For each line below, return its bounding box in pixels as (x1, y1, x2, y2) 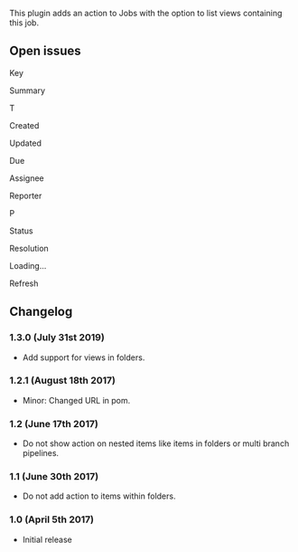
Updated (9, 138, 42, 148)
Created (9, 119, 40, 130)
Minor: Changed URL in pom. (22, 395, 131, 405)
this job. (9, 17, 39, 28)
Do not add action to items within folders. (22, 490, 176, 501)
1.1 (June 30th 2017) (9, 471, 99, 483)
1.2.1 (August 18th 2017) (9, 375, 116, 387)
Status (9, 225, 33, 236)
